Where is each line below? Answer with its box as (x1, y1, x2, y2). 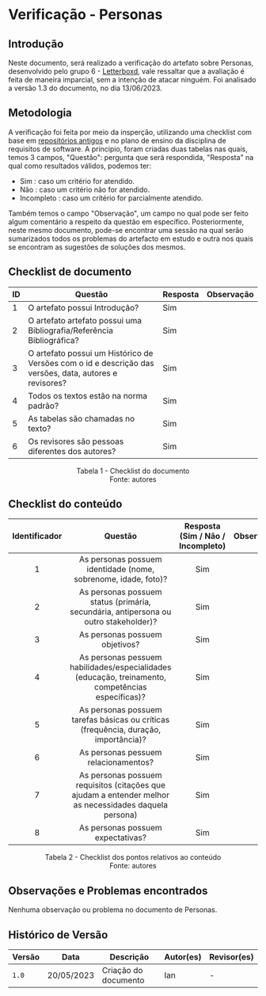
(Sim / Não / (179, 531, 226, 542)
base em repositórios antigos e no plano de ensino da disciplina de (8, 135, 227, 145)
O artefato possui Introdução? (28, 302, 139, 313)
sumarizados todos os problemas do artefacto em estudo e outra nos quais (8, 234, 253, 243)
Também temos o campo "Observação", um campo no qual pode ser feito (8, 208, 249, 218)
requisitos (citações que (75, 780, 166, 791)
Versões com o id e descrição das (28, 357, 154, 368)
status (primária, (89, 597, 152, 608)
